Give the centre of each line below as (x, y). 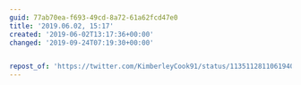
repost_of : (30, 67)
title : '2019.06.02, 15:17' (62, 26)
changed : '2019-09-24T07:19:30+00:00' (82, 42)
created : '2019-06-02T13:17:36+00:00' (82, 34)
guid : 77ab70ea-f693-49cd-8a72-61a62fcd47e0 (94, 17)
